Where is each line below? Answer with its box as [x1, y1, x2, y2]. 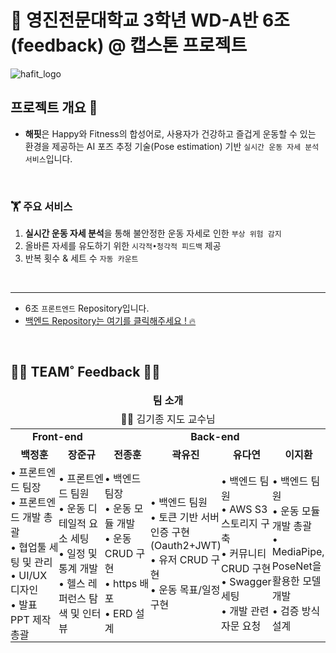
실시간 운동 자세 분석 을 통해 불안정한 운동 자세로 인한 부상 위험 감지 [24, 227, 282, 240]
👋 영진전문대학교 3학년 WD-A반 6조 [10, 9, 290, 32]
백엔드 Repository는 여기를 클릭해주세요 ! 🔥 [24, 315, 197, 327]
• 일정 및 [58, 546, 98, 560]
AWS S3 [229, 502, 268, 516]
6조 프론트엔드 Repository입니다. [24, 302, 150, 315]
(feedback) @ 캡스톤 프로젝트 [10, 34, 248, 57]
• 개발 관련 [220, 604, 270, 618]
